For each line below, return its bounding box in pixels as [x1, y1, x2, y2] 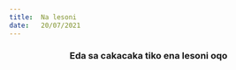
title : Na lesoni [9, 12, 77, 22]
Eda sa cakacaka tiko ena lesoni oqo [69, 50, 228, 62]
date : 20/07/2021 [9, 21, 81, 30]
